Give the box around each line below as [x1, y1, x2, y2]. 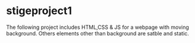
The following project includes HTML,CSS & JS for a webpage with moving [6, 24, 189, 31]
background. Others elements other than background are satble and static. [6, 29, 189, 37]
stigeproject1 [6, 4, 73, 18]
